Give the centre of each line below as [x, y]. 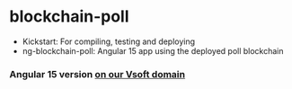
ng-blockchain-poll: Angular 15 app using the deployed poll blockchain [153, 50]
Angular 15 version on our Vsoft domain [97, 74]
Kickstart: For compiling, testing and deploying [109, 41]
